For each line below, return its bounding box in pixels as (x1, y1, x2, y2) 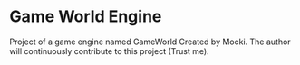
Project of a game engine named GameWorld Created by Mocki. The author (9, 36, 292, 47)
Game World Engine (9, 6, 162, 27)
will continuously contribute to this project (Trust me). (9, 45, 210, 56)
